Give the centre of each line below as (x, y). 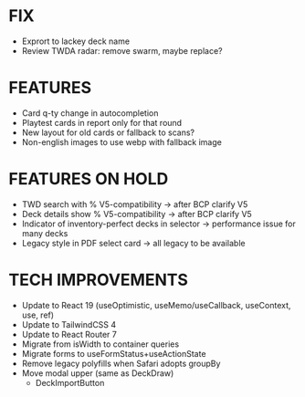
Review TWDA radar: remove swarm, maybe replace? (122, 50)
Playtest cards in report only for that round (102, 122)
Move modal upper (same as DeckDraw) (98, 373)
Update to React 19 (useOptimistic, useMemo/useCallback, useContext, (156, 305)
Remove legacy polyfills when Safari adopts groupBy (121, 363)
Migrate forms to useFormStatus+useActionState (114, 353)
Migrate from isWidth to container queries (100, 344)
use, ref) (38, 315)
